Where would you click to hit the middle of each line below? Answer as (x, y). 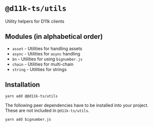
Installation (22, 85)
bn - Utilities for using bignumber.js (47, 59)
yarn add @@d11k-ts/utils (31, 96)
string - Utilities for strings (39, 69)
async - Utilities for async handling (46, 53)
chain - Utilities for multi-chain (43, 64)
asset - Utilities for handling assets (47, 49)
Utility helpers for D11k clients (35, 21)
